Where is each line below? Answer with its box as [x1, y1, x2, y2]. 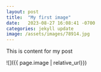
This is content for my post [6, 47, 73, 55]
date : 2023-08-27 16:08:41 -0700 [6, 20, 96, 26]
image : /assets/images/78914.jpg [6, 31, 90, 37]
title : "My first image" [6, 14, 71, 20]
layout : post [6, 8, 39, 15]
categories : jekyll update [6, 25, 74, 32]
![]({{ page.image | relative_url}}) [6, 59, 87, 67]
